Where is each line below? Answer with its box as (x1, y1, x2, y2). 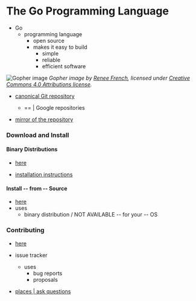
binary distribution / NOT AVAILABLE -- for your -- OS (24, 211, 158, 218)
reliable (42, 56, 61, 63)
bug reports (33, 270, 63, 277)
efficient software (42, 62, 86, 70)
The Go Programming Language (6, 4, 169, 18)
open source (33, 37, 65, 44)
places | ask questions (14, 288, 71, 295)
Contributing (6, 226, 45, 235)
